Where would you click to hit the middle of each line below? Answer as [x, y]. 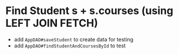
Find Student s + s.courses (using [89, 11]
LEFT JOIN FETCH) [52, 23]
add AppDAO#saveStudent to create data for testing [74, 39]
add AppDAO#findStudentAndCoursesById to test [70, 46]
